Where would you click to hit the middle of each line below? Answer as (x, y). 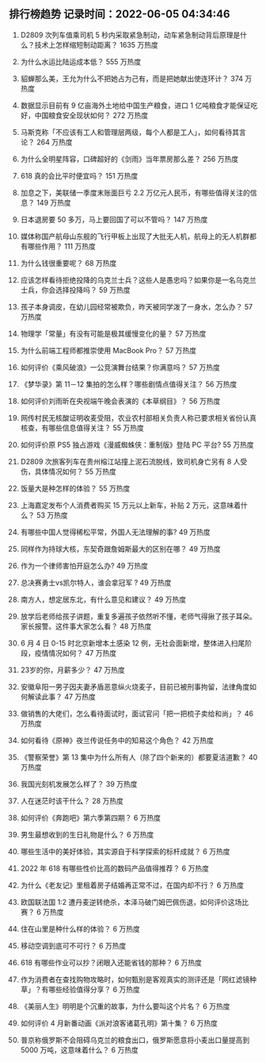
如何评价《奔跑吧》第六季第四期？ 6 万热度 (91, 818)
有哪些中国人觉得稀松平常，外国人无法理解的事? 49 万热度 (115, 532)
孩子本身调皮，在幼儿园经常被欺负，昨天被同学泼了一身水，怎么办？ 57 (136, 306)
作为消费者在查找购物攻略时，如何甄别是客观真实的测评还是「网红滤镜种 (138, 979)
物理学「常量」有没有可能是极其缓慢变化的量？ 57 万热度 (113, 333)
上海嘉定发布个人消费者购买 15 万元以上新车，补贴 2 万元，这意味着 (131, 505)
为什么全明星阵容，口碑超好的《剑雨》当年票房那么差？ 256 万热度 (129, 159)
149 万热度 (54, 202)
